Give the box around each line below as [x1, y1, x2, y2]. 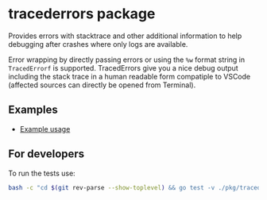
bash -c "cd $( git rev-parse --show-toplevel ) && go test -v [8, 183, 215, 191]
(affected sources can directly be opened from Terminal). [8, 80, 196, 90]
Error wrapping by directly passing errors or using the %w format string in [8, 55, 246, 64]
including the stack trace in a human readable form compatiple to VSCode [8, 71, 251, 81]
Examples [8, 103, 58, 117]
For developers [8, 148, 85, 161]
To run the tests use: [8, 168, 75, 178]
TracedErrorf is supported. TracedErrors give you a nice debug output [8, 63, 238, 72]
